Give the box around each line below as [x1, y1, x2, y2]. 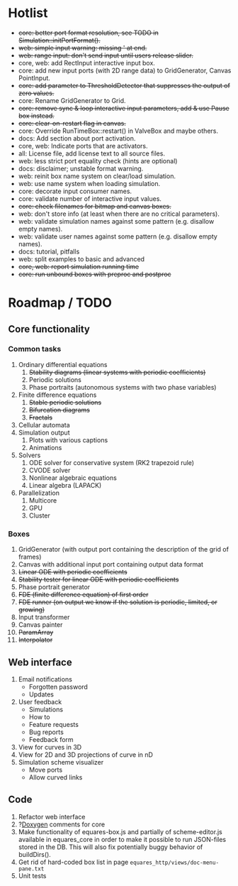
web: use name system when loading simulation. [18, 179, 161, 187]
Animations [28, 443, 62, 452]
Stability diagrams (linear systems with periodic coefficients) [28, 368, 206, 376]
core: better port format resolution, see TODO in [18, 28, 159, 37]
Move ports [28, 765, 63, 774]
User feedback [18, 697, 62, 706]
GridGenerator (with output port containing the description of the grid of [18, 545, 229, 554]
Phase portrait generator [18, 583, 91, 591]
